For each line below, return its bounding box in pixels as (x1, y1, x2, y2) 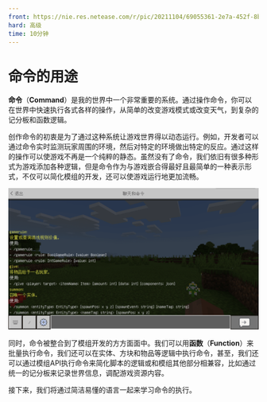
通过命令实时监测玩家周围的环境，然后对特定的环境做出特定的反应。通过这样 (8, 142, 259, 151)
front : (8, 13, 30, 21)
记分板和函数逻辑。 (8, 115, 72, 125)
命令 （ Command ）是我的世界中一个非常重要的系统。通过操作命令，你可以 (8, 96, 253, 105)
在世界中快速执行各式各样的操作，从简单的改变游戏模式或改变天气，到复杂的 (8, 105, 259, 115)
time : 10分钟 (8, 29, 49, 37)
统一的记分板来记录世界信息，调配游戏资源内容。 (8, 368, 168, 377)
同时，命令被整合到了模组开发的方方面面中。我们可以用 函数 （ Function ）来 (8, 338, 254, 348)
